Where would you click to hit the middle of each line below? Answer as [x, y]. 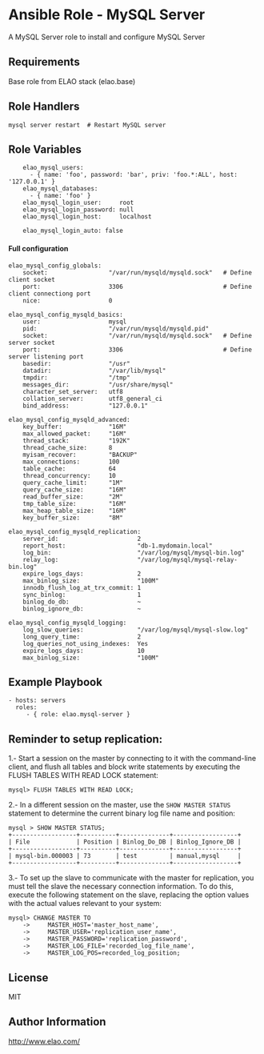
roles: [26, 707]
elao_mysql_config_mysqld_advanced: [69, 419]
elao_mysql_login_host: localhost [87, 217]
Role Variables [45, 149]
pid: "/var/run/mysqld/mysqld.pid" [116, 329]
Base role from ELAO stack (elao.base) [72, 81]
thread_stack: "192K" [76, 441]
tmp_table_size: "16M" [75, 503]
